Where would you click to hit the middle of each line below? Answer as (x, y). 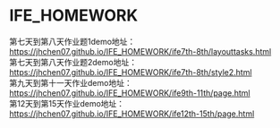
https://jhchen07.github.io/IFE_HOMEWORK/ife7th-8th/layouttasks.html (140, 51)
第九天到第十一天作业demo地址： (71, 82)
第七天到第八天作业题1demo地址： (72, 41)
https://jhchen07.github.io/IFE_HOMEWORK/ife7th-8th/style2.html (131, 72)
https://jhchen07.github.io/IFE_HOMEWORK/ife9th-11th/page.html (130, 93)
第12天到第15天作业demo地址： (67, 103)
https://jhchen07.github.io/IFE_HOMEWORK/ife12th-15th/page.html (132, 114)
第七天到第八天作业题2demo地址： (73, 62)
